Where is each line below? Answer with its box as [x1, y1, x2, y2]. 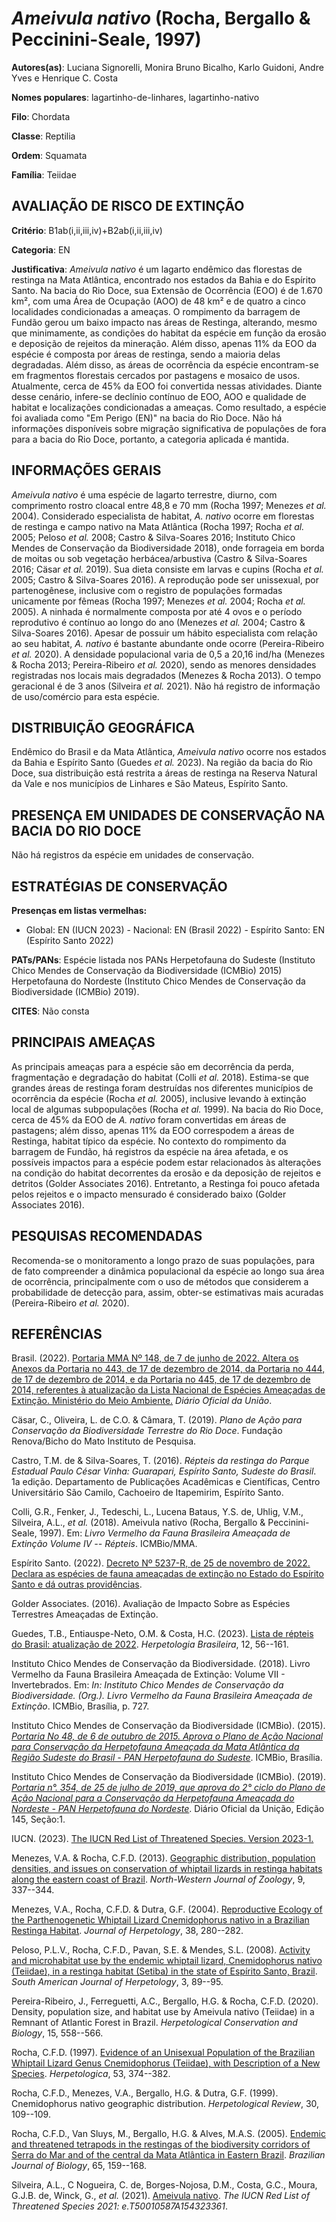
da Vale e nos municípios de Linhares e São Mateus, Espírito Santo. [11, 778, 289, 790]
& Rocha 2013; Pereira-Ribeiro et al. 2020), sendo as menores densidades [11, 658, 317, 671]
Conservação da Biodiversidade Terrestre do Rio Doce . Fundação [11, 1425, 283, 1437]
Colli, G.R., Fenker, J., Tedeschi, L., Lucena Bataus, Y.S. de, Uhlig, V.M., [11, 1506, 304, 1518]
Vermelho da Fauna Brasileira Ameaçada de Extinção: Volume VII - [11, 1668, 286, 1681]
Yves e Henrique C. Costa [11, 72, 118, 84]
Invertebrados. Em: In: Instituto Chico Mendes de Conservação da [11, 1679, 284, 1691]
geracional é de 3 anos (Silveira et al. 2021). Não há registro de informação [11, 680, 321, 692]
